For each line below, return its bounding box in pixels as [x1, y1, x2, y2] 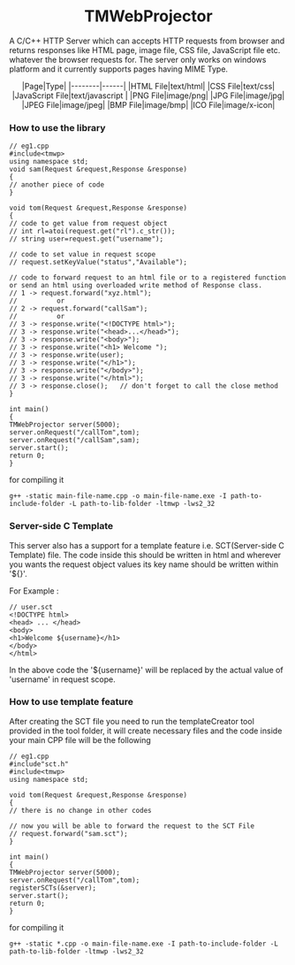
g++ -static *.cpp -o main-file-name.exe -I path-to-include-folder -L [9, 939, 278, 948]
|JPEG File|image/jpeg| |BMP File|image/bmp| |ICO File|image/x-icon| [21, 99, 276, 110]
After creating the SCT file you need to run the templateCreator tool [9, 716, 254, 726]
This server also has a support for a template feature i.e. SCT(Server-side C [9, 540, 284, 550]
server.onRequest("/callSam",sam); [9, 436, 140, 445]
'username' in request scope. [9, 674, 117, 685]
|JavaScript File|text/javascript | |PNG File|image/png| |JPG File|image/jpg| [11, 90, 285, 101]
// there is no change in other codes [9, 806, 152, 815]
